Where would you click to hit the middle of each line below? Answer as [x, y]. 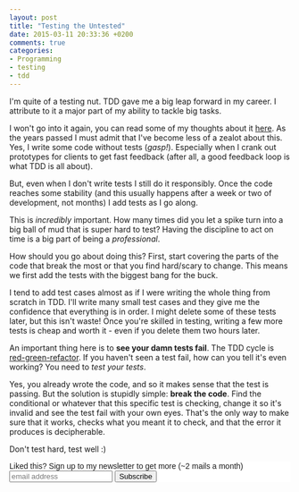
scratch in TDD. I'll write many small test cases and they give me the [135, 301]
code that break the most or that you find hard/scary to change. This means [149, 266]
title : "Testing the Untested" [67, 26]
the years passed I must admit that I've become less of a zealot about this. [146, 137]
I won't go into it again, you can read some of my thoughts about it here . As [148, 128]
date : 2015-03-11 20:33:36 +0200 [71, 34]
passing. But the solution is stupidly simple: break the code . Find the [135, 394]
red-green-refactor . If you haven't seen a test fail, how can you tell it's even [148, 357]
